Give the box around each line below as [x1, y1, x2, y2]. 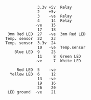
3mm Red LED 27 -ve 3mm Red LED [7, 32, 86, 37]
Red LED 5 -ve [16, 67, 56, 72]
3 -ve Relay [37, 14, 72, 19]
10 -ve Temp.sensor [37, 45, 86, 50]
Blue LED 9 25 [14, 49, 56, 55]
